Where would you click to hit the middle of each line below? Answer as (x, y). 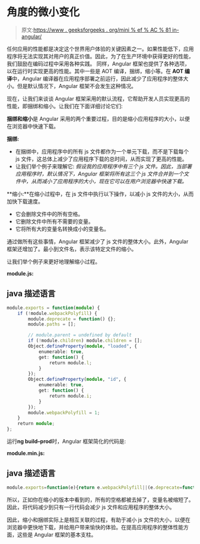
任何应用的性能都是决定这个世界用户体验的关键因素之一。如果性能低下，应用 (100, 49)
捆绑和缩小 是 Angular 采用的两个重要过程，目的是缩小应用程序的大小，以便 (99, 118)
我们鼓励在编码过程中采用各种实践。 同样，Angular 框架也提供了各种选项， (99, 64)
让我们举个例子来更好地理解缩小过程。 (53, 261)
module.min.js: (26, 453)
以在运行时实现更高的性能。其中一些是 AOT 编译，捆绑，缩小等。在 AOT (95, 71)
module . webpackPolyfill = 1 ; (64, 412)
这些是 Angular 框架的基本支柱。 (57, 534)
